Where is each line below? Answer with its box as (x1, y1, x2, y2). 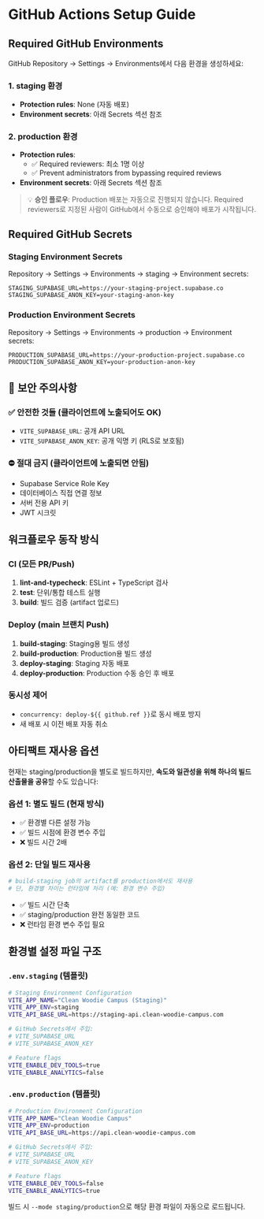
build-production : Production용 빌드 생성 (19, 649, 152, 658)
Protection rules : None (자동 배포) (19, 100, 130, 110)
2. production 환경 (8, 132, 78, 143)
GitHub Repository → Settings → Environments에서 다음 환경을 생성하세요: (8, 59, 244, 68)
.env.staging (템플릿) (8, 971, 88, 982)
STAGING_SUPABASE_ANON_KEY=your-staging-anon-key (8, 292, 175, 299)
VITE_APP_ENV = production (8, 1121, 90, 1130)
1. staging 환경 (8, 80, 63, 91)
